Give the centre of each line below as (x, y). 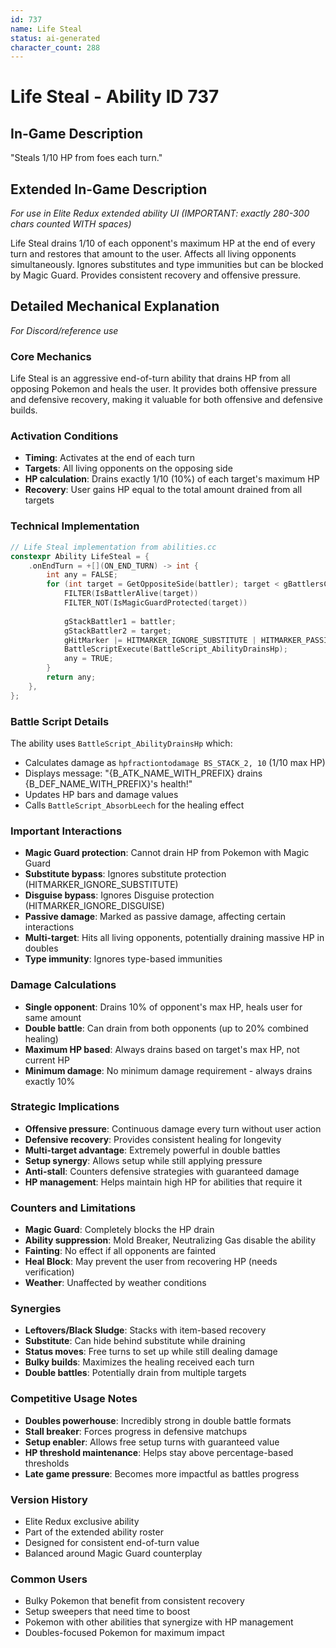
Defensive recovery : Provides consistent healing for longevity (153, 1139)
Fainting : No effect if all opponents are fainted (120, 1251)
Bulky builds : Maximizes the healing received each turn (139, 1362)
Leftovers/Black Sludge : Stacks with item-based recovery (145, 1330)
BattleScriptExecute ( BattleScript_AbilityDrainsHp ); (175, 649)
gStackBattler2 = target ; (117, 631)
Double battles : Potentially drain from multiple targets (135, 1373)
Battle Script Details (60, 721)
